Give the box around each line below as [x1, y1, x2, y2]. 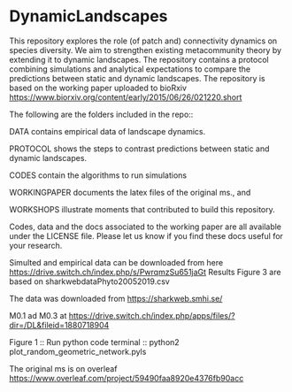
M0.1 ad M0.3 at [9, 310, 67, 320]
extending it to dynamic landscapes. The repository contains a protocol [9, 54, 269, 65]
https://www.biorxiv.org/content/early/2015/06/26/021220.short [9, 91, 242, 103]
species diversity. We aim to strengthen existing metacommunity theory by [9, 44, 281, 55]
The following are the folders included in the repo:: [9, 109, 194, 119]
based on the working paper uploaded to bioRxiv [9, 82, 188, 93]
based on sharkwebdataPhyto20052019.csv [9, 276, 170, 287]
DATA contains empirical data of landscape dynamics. [9, 126, 206, 136]
